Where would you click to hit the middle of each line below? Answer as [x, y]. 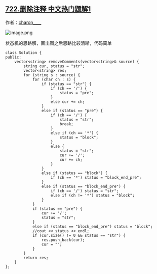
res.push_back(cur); [63, 240]
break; [66, 124]
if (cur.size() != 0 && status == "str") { [79, 235]
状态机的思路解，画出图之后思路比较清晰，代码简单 [58, 43]
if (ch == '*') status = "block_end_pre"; [96, 177]
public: [13, 57]
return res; [36, 258]
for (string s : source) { [52, 75]
